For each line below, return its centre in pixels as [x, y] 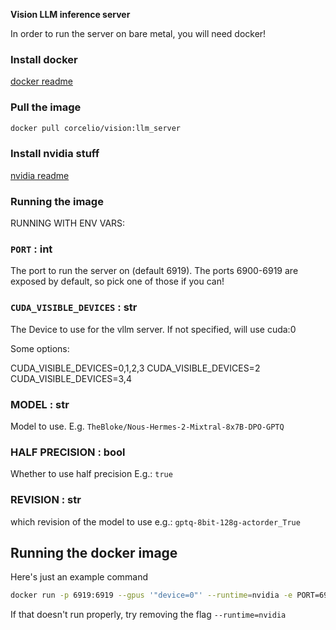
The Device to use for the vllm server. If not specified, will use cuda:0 [153, 329]
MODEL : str [40, 404]
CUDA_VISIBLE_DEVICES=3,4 [71, 378]
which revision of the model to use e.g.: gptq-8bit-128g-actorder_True [155, 521]
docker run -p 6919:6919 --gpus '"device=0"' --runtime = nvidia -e [151, 595]
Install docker [44, 59]
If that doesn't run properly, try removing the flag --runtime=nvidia [148, 615]
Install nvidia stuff [55, 154]
